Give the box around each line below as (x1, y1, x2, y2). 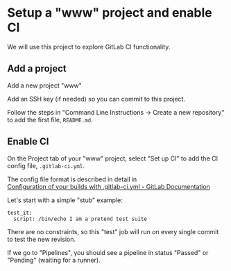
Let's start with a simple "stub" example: (7, 196, 123, 204)
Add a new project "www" (7, 81, 82, 90)
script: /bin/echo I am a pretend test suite (13, 215, 148, 222)
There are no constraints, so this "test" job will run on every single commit (7, 227, 219, 236)
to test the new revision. (7, 235, 76, 243)
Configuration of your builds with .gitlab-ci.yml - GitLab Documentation (7, 182, 210, 190)
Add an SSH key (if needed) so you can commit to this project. (7, 95, 186, 103)
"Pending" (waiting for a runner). (7, 256, 101, 264)
